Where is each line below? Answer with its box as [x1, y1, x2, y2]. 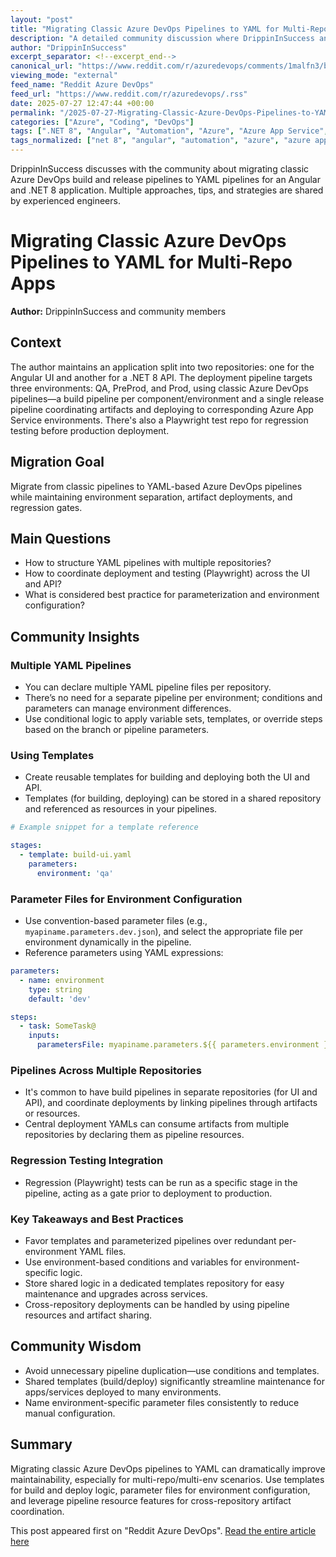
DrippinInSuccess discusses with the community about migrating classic [10, 163, 310, 175]
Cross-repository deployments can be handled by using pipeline [24, 1298, 290, 1310]
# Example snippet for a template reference [10, 822, 199, 833]
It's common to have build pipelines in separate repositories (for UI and [24, 1086, 318, 1098]
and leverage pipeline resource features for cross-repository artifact [10, 1494, 292, 1506]
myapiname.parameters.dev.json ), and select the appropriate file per [24, 926, 303, 938]
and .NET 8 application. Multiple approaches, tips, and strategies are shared [10, 184, 324, 196]
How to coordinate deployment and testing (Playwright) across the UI [24, 567, 311, 580]
